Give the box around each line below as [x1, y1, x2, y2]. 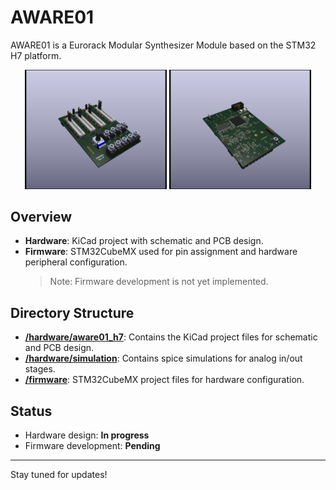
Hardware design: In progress [24, 429, 150, 441]
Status [10, 402, 53, 420]
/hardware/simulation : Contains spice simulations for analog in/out [24, 352, 303, 365]
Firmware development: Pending [24, 440, 161, 452]
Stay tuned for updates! [10, 469, 108, 481]
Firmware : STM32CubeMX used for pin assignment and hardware [24, 246, 298, 258]
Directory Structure [10, 304, 135, 321]
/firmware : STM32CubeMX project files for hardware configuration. [24, 374, 305, 386]
